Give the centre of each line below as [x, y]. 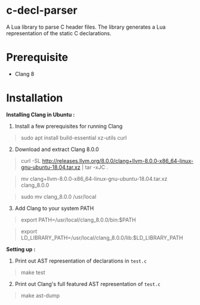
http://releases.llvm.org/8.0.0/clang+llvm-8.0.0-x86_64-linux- [118, 161]
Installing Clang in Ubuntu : [41, 115]
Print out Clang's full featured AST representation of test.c [87, 284]
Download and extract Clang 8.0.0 [57, 149]
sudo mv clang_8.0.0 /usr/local [59, 196]
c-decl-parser [42, 10]
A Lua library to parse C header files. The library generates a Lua [86, 27]
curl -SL [31, 161]
